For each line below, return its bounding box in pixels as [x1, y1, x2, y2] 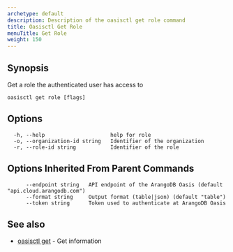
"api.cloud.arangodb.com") [7, 187, 86, 194]
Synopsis [7, 62, 49, 74]
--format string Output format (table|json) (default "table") [25, 193, 227, 200]
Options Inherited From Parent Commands [7, 163, 195, 175]
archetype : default [7, 10, 64, 17]
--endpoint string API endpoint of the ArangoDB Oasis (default [25, 181, 223, 188]
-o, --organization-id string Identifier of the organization [13, 138, 204, 144]
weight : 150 [7, 36, 42, 43]
